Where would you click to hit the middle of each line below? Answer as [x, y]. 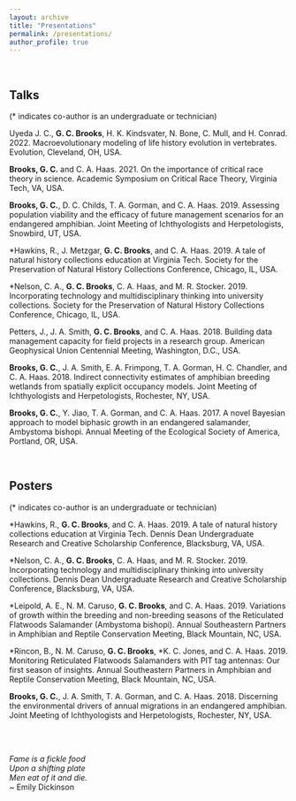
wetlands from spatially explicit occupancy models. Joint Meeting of [133, 386]
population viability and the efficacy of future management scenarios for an [147, 215]
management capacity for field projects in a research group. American [137, 341]
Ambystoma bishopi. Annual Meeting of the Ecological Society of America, [145, 432]
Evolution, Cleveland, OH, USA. [66, 152]
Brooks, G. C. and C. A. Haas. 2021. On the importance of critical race [136, 170]
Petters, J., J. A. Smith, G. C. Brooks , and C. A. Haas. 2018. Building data [140, 332]
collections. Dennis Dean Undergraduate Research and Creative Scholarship [148, 579]
